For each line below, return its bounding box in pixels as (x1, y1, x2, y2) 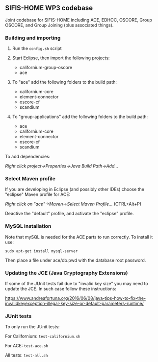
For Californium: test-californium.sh (5, 333, 81, 339)
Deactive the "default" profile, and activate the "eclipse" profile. (5, 211, 134, 217)
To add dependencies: (5, 154, 51, 160)
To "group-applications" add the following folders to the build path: (12, 114, 148, 120)
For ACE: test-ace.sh (5, 343, 48, 349)
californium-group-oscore (19, 65, 73, 71)
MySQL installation (5, 223, 52, 230)
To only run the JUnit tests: (5, 324, 60, 330)
